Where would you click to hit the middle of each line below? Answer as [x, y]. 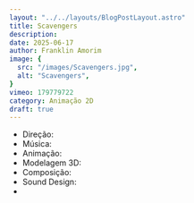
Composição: [46, 173]
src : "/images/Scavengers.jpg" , [78, 68]
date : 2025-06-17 [42, 42]
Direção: [38, 134]
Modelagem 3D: [52, 163]
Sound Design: [50, 182]
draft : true [31, 109]
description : [34, 34]
